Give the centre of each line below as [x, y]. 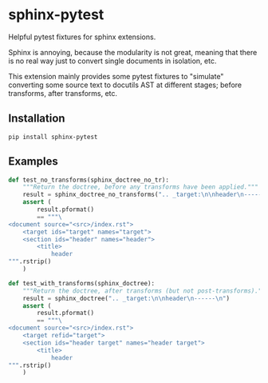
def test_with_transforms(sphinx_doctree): [82, 283]
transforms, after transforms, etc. [63, 93]
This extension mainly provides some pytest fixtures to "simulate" [116, 76]
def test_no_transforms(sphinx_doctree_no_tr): [89, 180]
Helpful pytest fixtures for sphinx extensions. [82, 37]
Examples [33, 162]
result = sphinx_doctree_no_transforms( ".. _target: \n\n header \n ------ [144, 195]
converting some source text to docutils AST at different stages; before [125, 85]
